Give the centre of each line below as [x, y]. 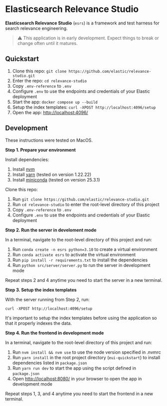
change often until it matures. [48, 43]
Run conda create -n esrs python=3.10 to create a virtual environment [85, 249]
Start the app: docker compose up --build [55, 102]
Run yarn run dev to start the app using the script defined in [74, 368]
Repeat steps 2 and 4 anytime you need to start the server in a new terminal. [84, 280]
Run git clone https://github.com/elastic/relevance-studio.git [81, 199]
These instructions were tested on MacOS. [49, 140]
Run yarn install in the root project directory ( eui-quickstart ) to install [86, 357]
